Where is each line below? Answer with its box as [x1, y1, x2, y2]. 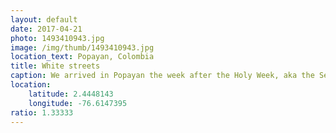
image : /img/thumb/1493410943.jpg [10, 42, 155, 53]
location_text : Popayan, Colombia [10, 52, 155, 62]
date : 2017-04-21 [10, 24, 83, 34]
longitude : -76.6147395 [28, 98, 128, 108]
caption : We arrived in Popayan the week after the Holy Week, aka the [10, 71, 315, 81]
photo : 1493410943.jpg [10, 33, 105, 43]
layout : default [10, 14, 78, 25]
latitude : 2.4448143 [28, 89, 114, 99]
